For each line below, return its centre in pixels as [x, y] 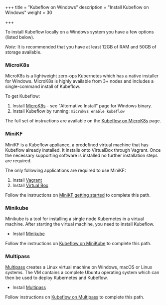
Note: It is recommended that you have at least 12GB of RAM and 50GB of [81, 47]
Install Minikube [28, 234]
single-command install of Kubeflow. [43, 86]
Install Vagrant [27, 180]
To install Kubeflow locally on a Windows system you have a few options [80, 32]
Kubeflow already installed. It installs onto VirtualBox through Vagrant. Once [83, 150]
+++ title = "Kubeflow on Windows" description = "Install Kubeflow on [77, 7]
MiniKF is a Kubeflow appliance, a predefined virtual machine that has [77, 145]
